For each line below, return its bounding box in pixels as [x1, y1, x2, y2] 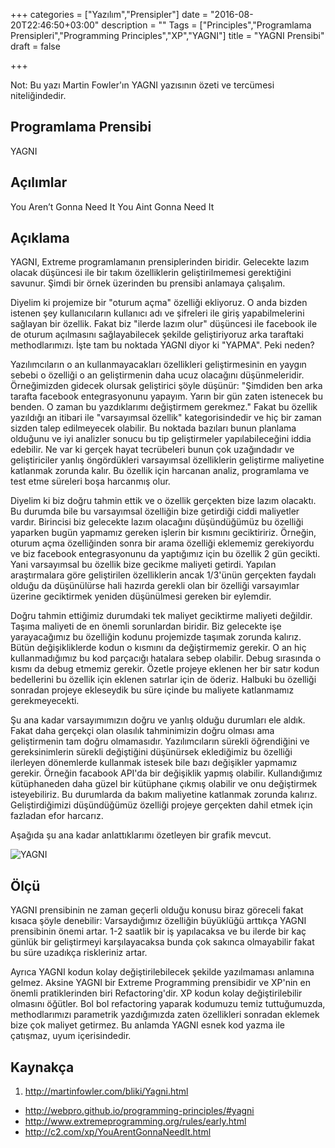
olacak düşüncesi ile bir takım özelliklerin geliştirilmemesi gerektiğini [10, 267, 292, 279]
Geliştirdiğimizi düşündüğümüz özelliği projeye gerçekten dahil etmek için [10, 799, 313, 811]
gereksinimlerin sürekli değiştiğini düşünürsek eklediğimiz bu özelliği [10, 746, 293, 758]
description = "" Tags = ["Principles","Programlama [101, 19, 312, 31]
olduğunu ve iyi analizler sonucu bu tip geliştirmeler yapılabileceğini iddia [10, 433, 312, 445]
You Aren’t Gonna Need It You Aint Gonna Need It [10, 200, 215, 213]
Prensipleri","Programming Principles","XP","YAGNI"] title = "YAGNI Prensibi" [10, 30, 325, 41]
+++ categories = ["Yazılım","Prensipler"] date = [10, 9, 209, 20]
